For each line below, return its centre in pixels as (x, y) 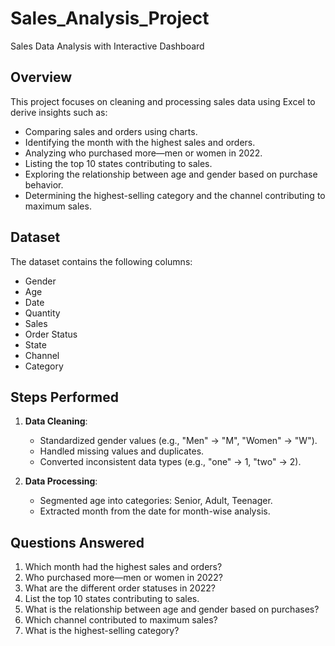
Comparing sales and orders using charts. (111, 131)
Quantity (42, 313)
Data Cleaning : (56, 421)
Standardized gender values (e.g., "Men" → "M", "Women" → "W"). (178, 441)
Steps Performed (65, 397)
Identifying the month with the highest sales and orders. (140, 142)
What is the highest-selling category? (102, 631)
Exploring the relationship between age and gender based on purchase (171, 174)
